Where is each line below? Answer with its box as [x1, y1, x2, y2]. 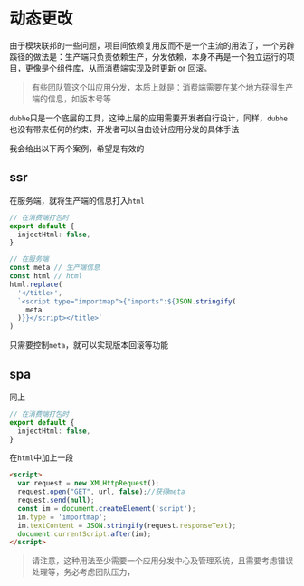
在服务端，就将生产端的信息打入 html [9, 195, 145, 206]
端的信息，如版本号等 [31, 92, 111, 104]
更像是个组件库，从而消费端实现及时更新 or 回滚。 [24, 62, 213, 73]
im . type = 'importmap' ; [17, 513, 107, 522]
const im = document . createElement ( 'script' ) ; [17, 504, 196, 513]
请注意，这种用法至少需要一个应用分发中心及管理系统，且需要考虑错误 [31, 555, 294, 566]
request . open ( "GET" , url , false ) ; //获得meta [17, 487, 185, 496]
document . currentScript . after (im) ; [17, 529, 152, 539]
